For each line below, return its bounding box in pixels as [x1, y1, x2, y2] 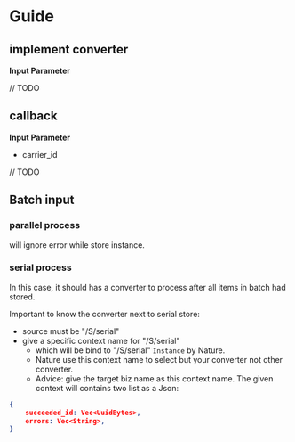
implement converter [9, 42, 129, 57]
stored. [9, 291, 36, 302]
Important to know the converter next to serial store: [9, 308, 200, 319]
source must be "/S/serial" [21, 325, 120, 336]
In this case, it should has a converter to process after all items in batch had [9, 282, 286, 292]
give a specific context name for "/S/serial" [21, 335, 180, 346]
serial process [9, 261, 73, 274]
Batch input [9, 192, 75, 208]
